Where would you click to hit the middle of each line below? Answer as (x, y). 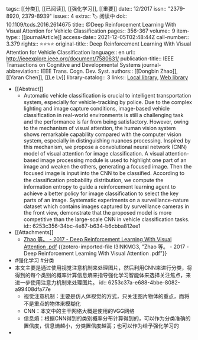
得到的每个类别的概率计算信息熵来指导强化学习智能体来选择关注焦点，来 (103, 275)
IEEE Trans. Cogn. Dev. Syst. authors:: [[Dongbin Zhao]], (109, 71)
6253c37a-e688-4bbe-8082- (144, 282)
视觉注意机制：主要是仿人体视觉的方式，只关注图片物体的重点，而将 (106, 296)
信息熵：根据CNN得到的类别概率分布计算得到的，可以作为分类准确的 (107, 318)
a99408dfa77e (33, 289)
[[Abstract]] (29, 89)
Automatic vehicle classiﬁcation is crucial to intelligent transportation (107, 95)
